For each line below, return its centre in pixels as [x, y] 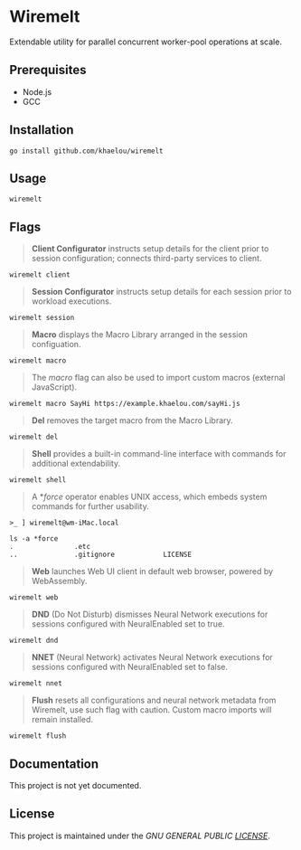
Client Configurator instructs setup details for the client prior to [150, 249]
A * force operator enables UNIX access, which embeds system [149, 497]
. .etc [50, 547]
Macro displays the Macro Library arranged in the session [140, 335]
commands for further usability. [90, 506]
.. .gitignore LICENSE [101, 555]
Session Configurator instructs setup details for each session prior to [161, 292]
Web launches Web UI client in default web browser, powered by [152, 571]
